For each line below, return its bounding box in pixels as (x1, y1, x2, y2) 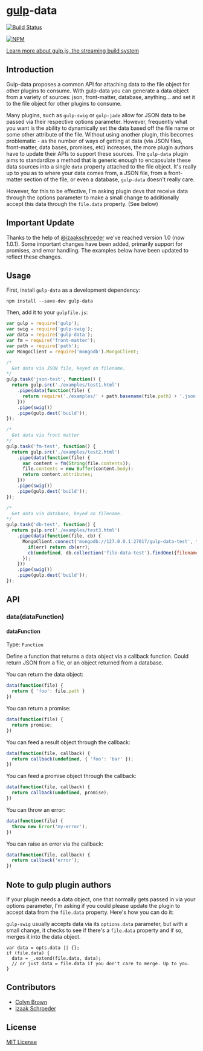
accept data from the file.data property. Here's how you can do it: (6, 908, 174, 916)
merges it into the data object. (6, 933, 81, 940)
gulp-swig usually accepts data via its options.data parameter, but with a (6, 920, 188, 927)
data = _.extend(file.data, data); (11, 955, 101, 961)
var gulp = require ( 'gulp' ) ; (6, 321, 80, 327)
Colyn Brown (14, 998, 48, 1006)
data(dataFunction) (6, 612, 65, 621)
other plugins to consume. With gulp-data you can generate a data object (6, 87, 189, 94)
